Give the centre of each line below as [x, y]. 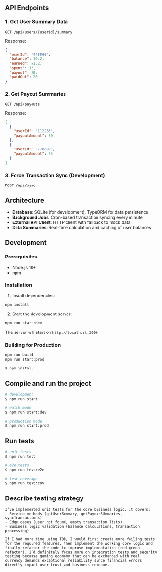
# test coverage [21, 479]
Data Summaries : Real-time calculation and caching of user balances [81, 227]
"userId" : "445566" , [30, 55]
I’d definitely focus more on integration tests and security [93, 552]
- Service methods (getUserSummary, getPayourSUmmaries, [64, 514]
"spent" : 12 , [23, 68]
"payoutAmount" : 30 [33, 136]
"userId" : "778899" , [34, 149]
